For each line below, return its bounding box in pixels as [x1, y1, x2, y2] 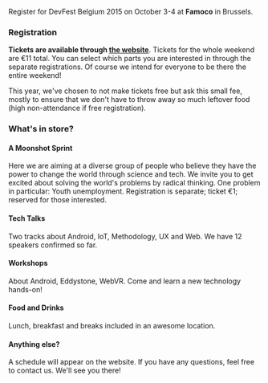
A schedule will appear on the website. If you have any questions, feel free [8, 357, 255, 367]
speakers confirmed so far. [8, 240, 98, 250]
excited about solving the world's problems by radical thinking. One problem [8, 178, 261, 188]
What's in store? [8, 124, 74, 135]
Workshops [8, 259, 48, 268]
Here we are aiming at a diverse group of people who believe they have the [8, 161, 257, 171]
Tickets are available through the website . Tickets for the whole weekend [8, 45, 255, 55]
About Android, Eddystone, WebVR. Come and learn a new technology [8, 276, 242, 286]
